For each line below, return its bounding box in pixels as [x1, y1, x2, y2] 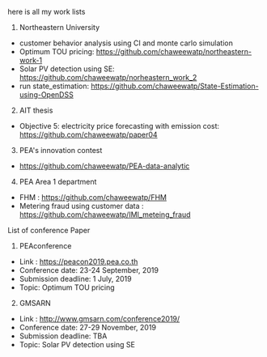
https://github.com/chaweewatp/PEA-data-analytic [19, 161, 190, 171]
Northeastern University [19, 23, 100, 32]
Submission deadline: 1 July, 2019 [19, 274, 132, 283]
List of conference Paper [7, 226, 91, 235]
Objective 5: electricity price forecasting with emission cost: [19, 121, 220, 130]
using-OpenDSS [19, 90, 74, 100]
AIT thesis [19, 105, 53, 115]
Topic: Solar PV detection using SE [19, 340, 135, 349]
